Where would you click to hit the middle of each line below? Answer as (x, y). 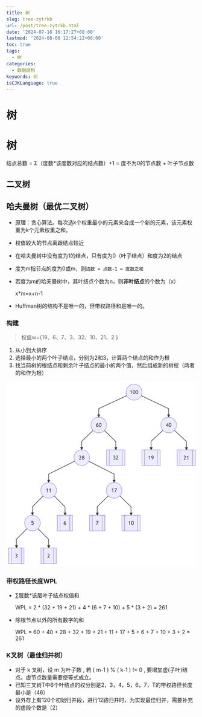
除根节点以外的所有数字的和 (49, 620)
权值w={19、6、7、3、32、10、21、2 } (70, 337)
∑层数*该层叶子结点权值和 (47, 595)
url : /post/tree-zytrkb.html (43, 25)
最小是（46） (32, 692)
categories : (21, 63)
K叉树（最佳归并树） (36, 655)
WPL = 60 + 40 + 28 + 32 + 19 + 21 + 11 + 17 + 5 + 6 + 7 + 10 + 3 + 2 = (103, 632)
